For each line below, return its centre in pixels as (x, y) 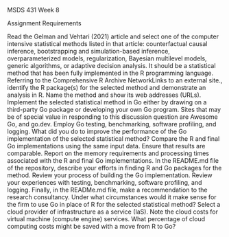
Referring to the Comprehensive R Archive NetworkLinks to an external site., (115, 80)
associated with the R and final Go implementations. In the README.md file (113, 160)
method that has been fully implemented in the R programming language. (110, 73)
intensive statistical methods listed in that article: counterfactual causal (107, 44)
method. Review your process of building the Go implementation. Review (110, 175)
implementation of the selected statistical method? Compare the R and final (113, 139)
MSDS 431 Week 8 (33, 10)
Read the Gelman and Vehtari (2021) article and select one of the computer (113, 36)
